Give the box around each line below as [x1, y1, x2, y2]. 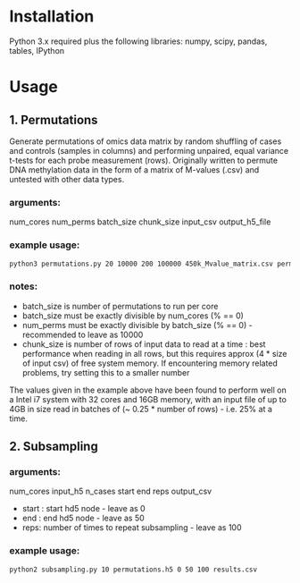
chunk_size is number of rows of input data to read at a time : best [21, 338, 266, 350]
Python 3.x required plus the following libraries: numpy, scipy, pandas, [9, 36, 268, 46]
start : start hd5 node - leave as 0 [21, 503, 146, 514]
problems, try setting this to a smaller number [21, 367, 190, 377]
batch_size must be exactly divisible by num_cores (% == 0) [21, 310, 244, 321]
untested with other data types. [9, 173, 125, 184]
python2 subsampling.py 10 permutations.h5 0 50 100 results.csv [9, 565, 257, 574]
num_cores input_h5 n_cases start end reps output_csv [9, 486, 212, 497]
